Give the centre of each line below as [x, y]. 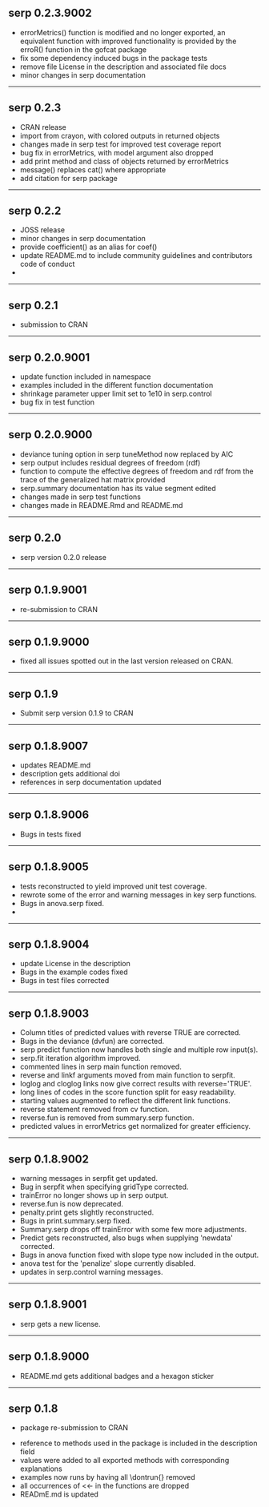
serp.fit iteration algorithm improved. [80, 1058]
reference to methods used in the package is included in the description [139, 1443]
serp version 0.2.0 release [63, 557]
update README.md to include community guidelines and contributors [136, 256]
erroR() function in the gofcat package [83, 49]
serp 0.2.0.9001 [49, 357]
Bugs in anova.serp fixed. [62, 903]
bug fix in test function [57, 402]
